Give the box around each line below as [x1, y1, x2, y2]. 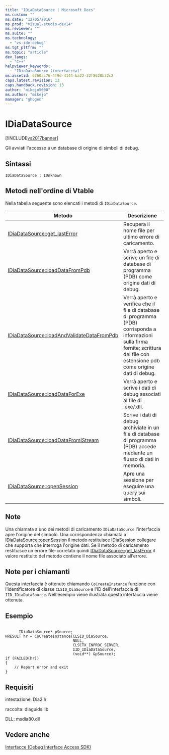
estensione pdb [123, 357, 160, 364]
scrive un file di [123, 254, 159, 261]
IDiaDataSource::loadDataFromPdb [8, 266, 90, 273]
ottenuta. [5, 597, 24, 603]
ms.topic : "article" [5, 50, 49, 55]
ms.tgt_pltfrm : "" [5, 45, 44, 50]
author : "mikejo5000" [5, 87, 51, 92]
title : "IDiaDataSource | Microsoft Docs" [5, 7, 96, 13]
